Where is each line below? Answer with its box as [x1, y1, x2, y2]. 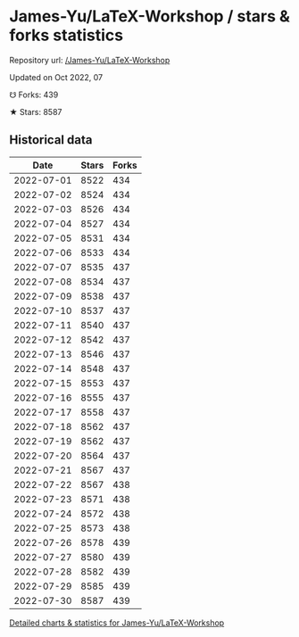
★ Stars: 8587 [9, 106, 62, 117]
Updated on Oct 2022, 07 [9, 71, 104, 82]
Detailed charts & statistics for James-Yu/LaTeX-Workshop [9, 617, 225, 628]
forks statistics [9, 25, 123, 45]
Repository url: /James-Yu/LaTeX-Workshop [9, 54, 170, 65]
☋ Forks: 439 [9, 89, 59, 100]
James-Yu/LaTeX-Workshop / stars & [9, 6, 290, 27]
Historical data [9, 132, 93, 148]
